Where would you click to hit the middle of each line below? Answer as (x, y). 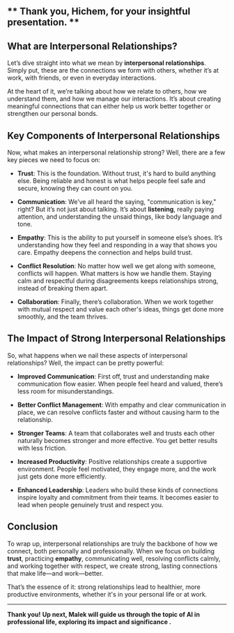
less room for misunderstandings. (65, 391)
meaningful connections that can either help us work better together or (109, 106)
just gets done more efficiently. (62, 476)
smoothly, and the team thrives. (63, 316)
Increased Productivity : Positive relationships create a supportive (112, 461)
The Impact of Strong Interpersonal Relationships (117, 339)
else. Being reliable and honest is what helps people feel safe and (111, 181)
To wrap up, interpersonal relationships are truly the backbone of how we (112, 544)
